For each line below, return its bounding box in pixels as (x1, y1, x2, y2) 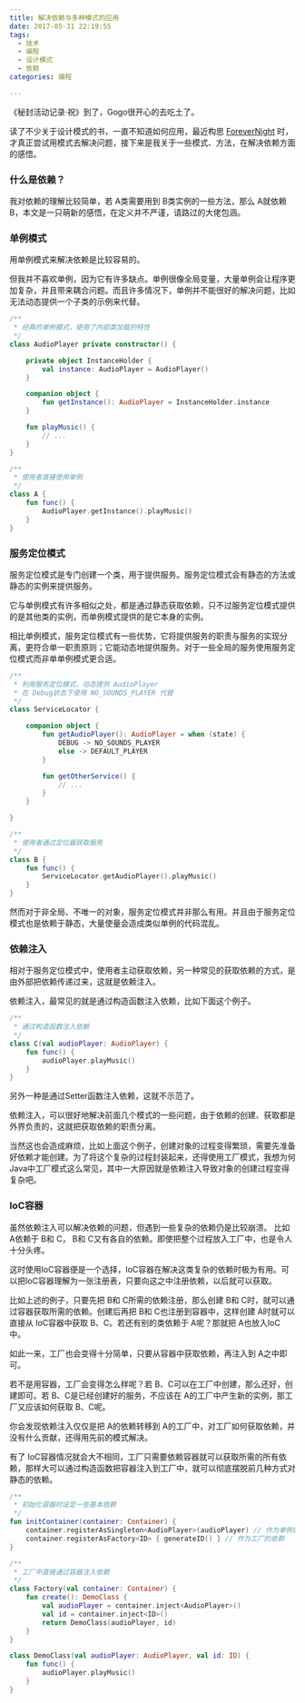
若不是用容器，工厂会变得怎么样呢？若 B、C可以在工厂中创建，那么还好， (9, 1378, 286, 1390)
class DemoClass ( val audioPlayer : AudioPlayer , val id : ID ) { (9, 1651, 250, 1660)
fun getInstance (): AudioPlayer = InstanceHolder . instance (42, 398, 271, 407)
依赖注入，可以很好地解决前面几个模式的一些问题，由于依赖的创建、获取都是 (9, 1110, 296, 1121)
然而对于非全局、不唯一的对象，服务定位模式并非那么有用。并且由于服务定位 (9, 906, 296, 917)
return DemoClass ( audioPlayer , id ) (42, 1618, 177, 1627)
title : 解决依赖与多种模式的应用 (9, 13, 120, 23)
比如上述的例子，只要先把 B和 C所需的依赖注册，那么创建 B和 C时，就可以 (9, 1294, 288, 1305)
